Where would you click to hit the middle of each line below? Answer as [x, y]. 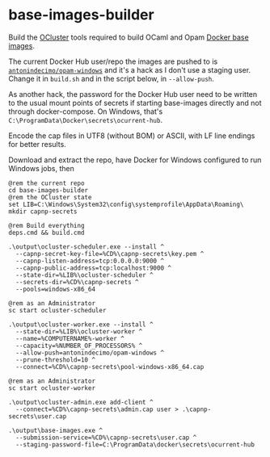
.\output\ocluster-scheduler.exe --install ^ [86, 247]
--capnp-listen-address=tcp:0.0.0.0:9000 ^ [90, 261]
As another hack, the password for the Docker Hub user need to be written [133, 94]
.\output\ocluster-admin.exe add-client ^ [81, 402]
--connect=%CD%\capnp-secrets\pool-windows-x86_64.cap [110, 367]
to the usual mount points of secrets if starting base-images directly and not [135, 103]
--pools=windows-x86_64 [55, 289]
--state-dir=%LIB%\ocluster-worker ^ [79, 331]
